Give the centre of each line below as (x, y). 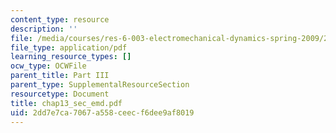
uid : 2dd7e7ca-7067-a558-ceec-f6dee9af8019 (102, 112)
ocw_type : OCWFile (48, 66)
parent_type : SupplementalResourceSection (100, 85)
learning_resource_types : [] (71, 57)
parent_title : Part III (60, 76)
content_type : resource (60, 19)
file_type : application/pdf (69, 47)
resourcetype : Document (60, 94)
